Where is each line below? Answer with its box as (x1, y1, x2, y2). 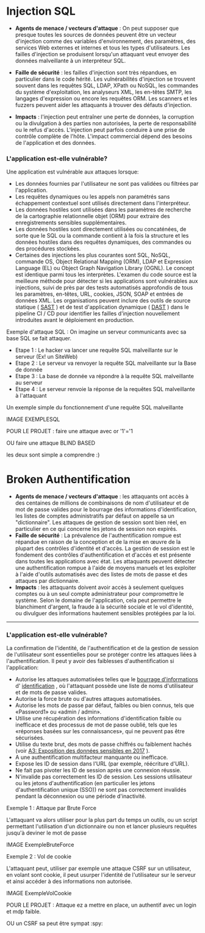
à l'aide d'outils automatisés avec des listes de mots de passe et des (15, 571, 188, 578)
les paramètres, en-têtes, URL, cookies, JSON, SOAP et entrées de (15, 290, 184, 298)
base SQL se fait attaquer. (6, 335, 72, 342)
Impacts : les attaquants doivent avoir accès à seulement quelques (15, 584, 184, 591)
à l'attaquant (15, 392, 47, 400)
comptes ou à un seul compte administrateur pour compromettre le (15, 590, 184, 598)
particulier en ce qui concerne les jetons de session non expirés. (15, 525, 178, 533)
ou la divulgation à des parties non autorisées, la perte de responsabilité (15, 119, 197, 126)
